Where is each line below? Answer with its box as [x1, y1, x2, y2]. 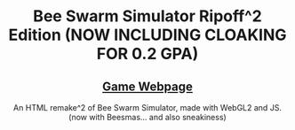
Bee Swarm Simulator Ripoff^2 [33, 6, 262, 27]
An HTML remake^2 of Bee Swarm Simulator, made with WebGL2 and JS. [12, 103, 283, 112]
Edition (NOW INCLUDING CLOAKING [8, 25, 287, 45]
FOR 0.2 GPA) [96, 44, 199, 64]
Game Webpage [101, 79, 194, 94]
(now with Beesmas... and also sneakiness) [68, 112, 227, 122]
